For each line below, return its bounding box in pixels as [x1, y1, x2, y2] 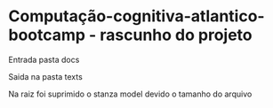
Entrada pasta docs [8, 54, 80, 65]
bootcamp [8, 25, 86, 45]
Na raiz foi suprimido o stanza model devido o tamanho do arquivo [8, 89, 253, 99]
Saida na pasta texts [8, 71, 84, 81]
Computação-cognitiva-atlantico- [8, 6, 265, 27]
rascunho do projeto [100, 25, 253, 45]
